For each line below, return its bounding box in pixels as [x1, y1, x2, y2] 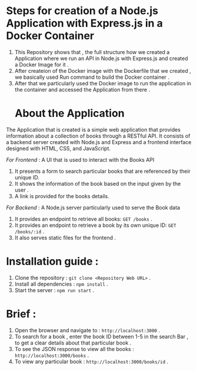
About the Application [14, 107, 125, 120]
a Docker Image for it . [14, 61, 69, 68]
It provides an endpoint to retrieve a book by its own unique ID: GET [14, 222, 176, 229]
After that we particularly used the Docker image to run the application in [14, 79, 192, 86]
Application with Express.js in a [6, 16, 163, 30]
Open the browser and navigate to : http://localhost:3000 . [14, 326, 161, 333]
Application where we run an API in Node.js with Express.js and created [14, 55, 188, 62]
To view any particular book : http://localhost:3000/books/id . [14, 357, 169, 365]
